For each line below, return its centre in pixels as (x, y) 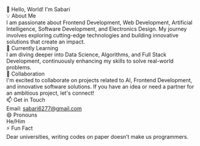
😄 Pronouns (22, 115)
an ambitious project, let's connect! (50, 93)
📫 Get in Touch (26, 100)
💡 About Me (21, 16)
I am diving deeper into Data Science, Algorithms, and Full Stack (86, 55)
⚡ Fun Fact (20, 128)
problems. (19, 67)
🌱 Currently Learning (32, 48)
